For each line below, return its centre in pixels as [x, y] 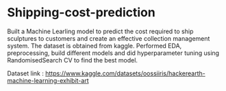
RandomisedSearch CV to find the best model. [73, 60]
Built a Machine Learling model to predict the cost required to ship [100, 31]
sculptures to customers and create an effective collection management [109, 38]
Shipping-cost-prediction [81, 13]
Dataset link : [26, 73]
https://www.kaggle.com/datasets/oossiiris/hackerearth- [125, 73]
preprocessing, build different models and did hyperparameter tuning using [113, 53]
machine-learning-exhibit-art [48, 80]
